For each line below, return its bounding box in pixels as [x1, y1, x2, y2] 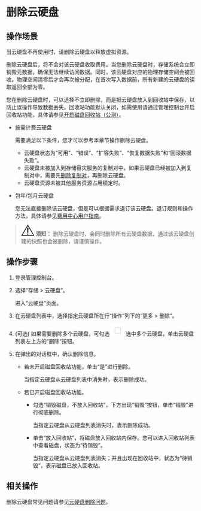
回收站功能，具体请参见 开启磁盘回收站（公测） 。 [6, 111, 124, 118]
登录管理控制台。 [14, 274, 57, 281]
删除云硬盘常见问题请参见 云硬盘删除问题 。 [6, 498, 111, 505]
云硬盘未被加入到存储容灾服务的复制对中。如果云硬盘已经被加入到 [23, 164, 187, 171]
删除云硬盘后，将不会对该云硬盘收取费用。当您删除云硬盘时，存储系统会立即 [6, 61, 195, 68]
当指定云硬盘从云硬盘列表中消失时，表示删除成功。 [23, 376, 150, 383]
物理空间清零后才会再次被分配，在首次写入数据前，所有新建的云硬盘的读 [16, 76, 195, 83]
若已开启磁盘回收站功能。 [23, 388, 87, 395]
